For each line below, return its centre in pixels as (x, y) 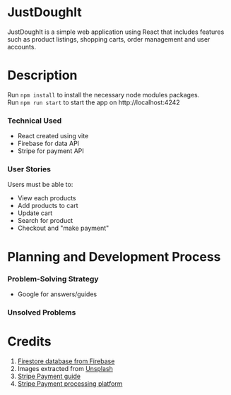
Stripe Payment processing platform (70, 383)
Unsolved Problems (42, 312)
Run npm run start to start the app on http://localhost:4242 (94, 102)
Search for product (45, 221)
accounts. (22, 47)
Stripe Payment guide (49, 376)
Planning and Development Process (114, 256)
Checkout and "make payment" (63, 228)
